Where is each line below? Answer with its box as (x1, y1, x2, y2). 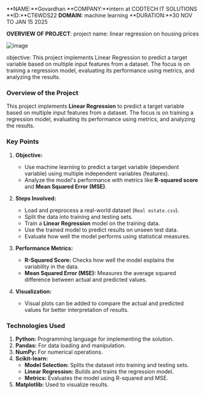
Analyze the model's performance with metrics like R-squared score (24, 176, 198, 183)
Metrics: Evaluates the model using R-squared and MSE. (24, 374, 169, 382)
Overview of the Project (6, 88, 79, 97)
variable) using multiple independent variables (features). (24, 170, 170, 177)
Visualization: (15, 287, 52, 295)
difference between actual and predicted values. (24, 276, 147, 283)
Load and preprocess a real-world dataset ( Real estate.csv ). (24, 206, 180, 214)
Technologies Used (6, 321, 66, 330)
